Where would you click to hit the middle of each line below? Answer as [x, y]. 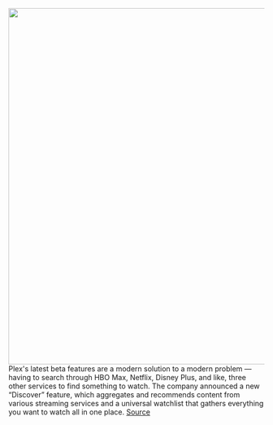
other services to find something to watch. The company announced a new [134, 386]
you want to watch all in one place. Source [79, 412]
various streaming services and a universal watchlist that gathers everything [136, 403]
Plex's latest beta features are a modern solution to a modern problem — [130, 369]
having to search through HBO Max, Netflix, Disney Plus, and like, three [127, 377]
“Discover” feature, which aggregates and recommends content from [124, 394]
